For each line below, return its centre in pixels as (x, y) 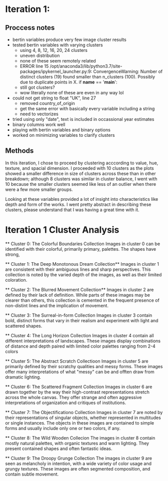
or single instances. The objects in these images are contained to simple (79, 423)
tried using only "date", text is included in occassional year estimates (83, 119)
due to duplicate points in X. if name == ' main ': (68, 82)
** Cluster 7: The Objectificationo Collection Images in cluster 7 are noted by (84, 412)
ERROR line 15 (34, 66)
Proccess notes (30, 28)
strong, (12, 254)
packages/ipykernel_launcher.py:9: (56, 71)
